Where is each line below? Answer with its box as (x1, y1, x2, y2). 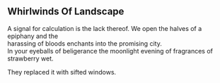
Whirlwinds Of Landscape (7, 6, 125, 18)
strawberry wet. (7, 54, 54, 63)
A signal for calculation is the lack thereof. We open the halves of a (7, 24, 202, 32)
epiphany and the (7, 32, 59, 40)
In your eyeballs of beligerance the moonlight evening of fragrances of (7, 46, 214, 55)
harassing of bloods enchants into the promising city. (7, 39, 163, 48)
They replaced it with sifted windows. (7, 68, 117, 76)
